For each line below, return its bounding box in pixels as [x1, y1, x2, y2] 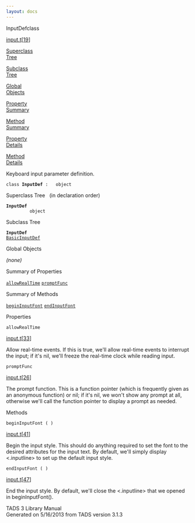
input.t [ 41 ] [6, 431, 31, 438]
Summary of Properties [6, 267, 62, 275]
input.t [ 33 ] [6, 335, 32, 342]
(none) [6, 256, 22, 263]
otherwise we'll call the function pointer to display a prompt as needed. [6, 397, 177, 404]
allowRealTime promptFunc [6, 280, 68, 286]
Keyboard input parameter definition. [6, 170, 95, 177]
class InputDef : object [6, 181, 72, 187]
